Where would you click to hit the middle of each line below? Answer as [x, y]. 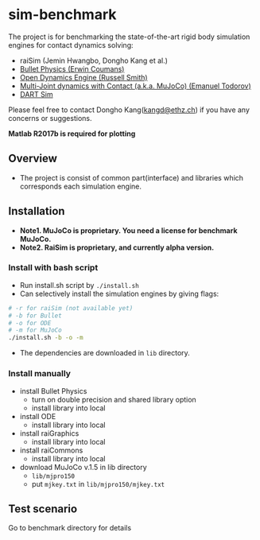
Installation [37, 211]
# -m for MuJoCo [35, 330]
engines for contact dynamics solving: [71, 45]
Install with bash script [53, 268]
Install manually [40, 374]
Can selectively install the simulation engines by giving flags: [119, 293]
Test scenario [43, 509]
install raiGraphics [49, 433]
